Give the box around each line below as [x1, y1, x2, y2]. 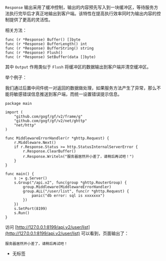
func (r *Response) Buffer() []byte [5, 37, 81, 42]
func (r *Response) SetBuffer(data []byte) [5, 55, 96, 60]
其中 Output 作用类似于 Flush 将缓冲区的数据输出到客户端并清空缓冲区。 [5, 64, 152, 69]
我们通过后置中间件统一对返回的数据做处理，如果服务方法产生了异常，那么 [5, 85, 157, 91]
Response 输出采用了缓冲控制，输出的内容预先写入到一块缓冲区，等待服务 [5, 4, 154, 10]
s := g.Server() [14, 176, 48, 181]
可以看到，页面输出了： [81, 230, 129, 236]
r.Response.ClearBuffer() [23, 149, 77, 154]
